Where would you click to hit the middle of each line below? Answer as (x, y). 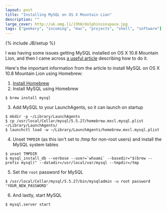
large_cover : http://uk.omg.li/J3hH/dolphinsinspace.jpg (67, 24)
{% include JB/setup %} (30, 43)
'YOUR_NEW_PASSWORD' (27, 186)
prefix (12, 163)
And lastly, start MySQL (37, 195)
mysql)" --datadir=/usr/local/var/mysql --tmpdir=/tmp (80, 163)
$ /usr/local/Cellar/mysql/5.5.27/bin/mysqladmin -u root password (78, 182)
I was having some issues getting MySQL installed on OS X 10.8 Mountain (82, 53)
